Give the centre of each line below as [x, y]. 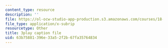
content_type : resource [30, 10]
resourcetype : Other [27, 28]
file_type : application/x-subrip [40, 24]
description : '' [22, 14]
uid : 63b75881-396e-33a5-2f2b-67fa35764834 [51, 38]
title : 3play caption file [33, 33]
